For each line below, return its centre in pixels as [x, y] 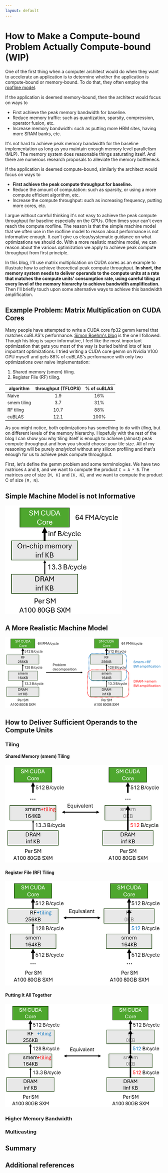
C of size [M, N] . [22, 480]
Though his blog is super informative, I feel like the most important [73, 341]
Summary [21, 1148]
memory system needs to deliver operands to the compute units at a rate [82, 273]
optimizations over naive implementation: [47, 362]
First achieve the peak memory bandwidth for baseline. [69, 112]
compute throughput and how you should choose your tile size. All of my [80, 444]
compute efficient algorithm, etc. [46, 195]
